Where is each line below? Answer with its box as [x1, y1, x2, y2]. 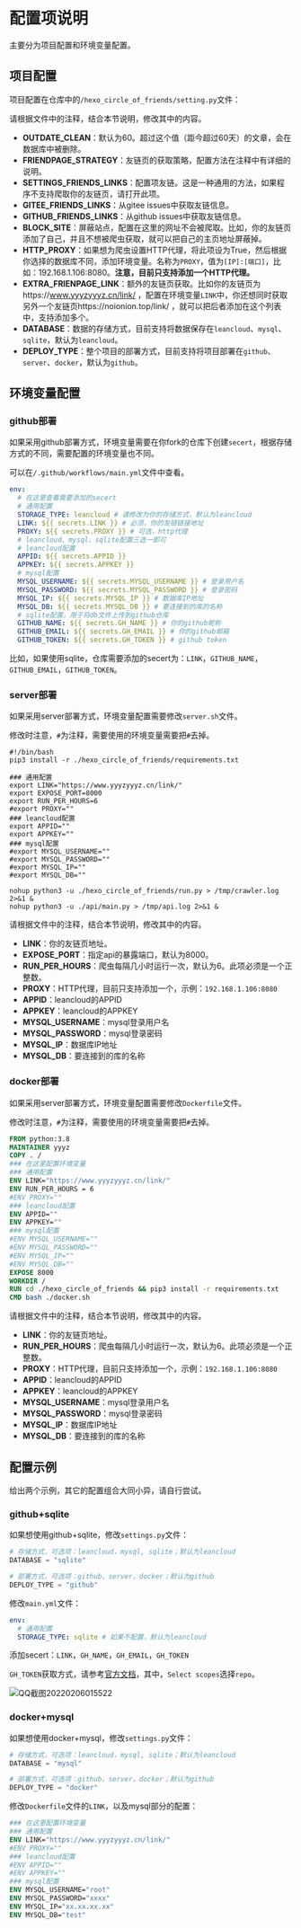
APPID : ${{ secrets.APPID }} [17, 552, 127, 562]
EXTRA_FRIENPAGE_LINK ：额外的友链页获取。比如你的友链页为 [22, 278, 261, 288]
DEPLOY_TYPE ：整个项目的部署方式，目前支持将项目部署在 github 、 [22, 345, 276, 356]
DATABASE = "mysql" [9, 1758, 83, 1768]
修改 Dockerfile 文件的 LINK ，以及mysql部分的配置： [9, 1800, 199, 1811]
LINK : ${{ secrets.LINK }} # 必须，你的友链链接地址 [17, 518, 204, 527]
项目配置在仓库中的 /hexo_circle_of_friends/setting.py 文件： [9, 93, 241, 104]
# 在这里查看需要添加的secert [17, 493, 117, 503]
